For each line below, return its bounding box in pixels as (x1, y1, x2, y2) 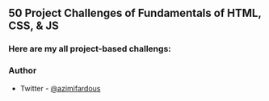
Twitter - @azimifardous (19, 83, 101, 93)
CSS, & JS (8, 19, 59, 33)
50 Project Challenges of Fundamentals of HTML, (8, 6, 262, 20)
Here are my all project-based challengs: (8, 44, 171, 55)
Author (8, 65, 37, 76)
